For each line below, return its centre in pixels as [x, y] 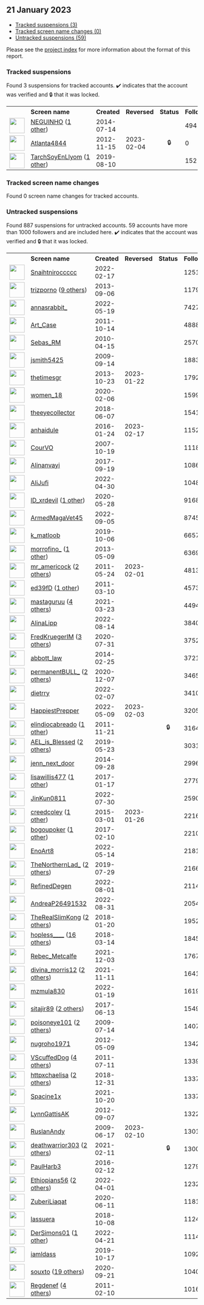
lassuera [43, 1219]
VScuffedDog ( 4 [54, 1057]
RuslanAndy [48, 1131]
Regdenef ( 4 [49, 1285]
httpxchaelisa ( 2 [54, 1074]
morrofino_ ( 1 [50, 549]
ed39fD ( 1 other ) [55, 588]
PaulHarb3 [46, 1166]
